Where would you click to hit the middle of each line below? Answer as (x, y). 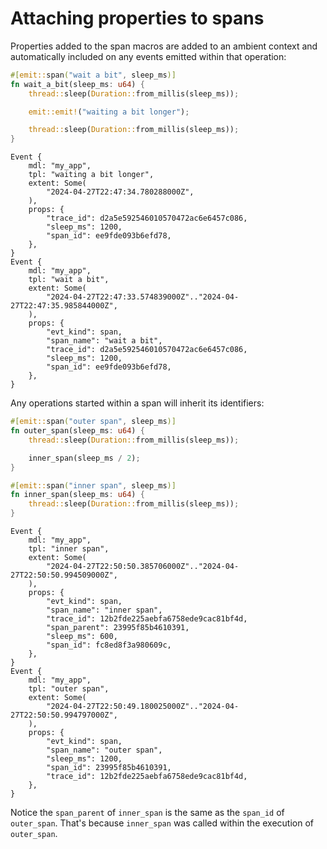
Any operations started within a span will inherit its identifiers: (137, 403)
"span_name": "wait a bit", (104, 341)
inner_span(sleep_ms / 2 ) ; (84, 458)
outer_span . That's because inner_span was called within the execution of (162, 823)
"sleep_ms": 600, (82, 637)
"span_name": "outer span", (104, 750)
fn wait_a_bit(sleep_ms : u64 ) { (77, 84)
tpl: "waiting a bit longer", (91, 175)
